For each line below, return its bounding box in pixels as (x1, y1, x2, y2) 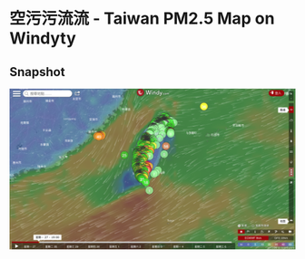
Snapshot (9, 64, 65, 80)
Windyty (9, 28, 77, 49)
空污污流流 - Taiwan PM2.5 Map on (9, 8, 275, 29)
